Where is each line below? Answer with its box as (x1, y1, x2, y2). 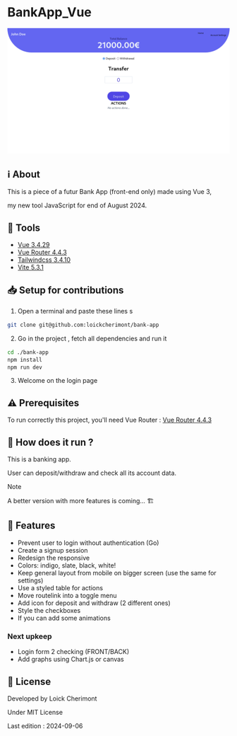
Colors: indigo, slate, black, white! (17, 560, 116, 570)
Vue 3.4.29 (17, 241, 51, 249)
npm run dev (7, 364, 42, 371)
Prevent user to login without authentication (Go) (17, 539, 159, 547)
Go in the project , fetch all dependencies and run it (17, 334, 167, 343)
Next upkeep (7, 631, 52, 641)
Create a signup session (17, 546, 88, 554)
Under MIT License (7, 708, 63, 716)
